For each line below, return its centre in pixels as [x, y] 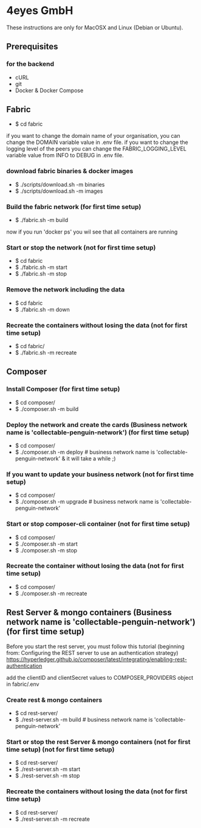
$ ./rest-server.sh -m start [48, 769]
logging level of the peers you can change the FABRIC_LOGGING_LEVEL [97, 149]
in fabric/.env [23, 684]
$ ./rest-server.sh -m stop [47, 776]
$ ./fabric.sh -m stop [41, 274]
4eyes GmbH [40, 11]
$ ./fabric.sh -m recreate [46, 352]
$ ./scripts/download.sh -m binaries [60, 184]
